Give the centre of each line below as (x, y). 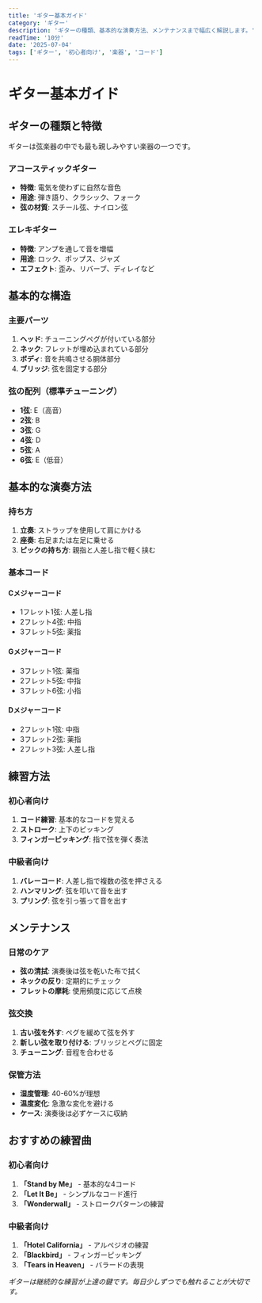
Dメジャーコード (35, 710)
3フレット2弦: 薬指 (50, 739)
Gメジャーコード (35, 651)
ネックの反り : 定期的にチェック (70, 981)
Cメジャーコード (35, 593)
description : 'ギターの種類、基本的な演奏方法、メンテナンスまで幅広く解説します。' (132, 30)
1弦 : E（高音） (43, 410)
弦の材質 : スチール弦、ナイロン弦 (74, 208)
